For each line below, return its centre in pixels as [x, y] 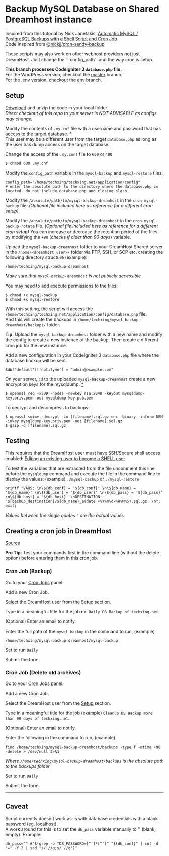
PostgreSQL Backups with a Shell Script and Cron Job [61, 39]
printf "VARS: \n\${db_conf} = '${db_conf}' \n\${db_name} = [71, 488]
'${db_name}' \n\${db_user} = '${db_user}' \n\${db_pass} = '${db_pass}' [84, 492]
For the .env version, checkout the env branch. [54, 80]
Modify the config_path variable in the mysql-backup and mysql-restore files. [84, 173]
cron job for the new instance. [36, 345]
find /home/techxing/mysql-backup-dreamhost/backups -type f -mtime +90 [83, 747]
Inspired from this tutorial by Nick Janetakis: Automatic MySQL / [72, 33]
